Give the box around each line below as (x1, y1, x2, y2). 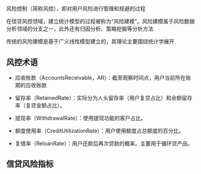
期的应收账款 (14, 82, 47, 88)
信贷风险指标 (6, 159, 54, 169)
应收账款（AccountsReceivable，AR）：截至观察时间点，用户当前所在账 (14, 74, 191, 81)
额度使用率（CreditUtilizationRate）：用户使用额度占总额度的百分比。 (14, 127, 184, 134)
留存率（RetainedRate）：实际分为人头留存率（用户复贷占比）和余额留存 (14, 94, 193, 101)
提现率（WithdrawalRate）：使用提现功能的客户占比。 (14, 115, 146, 121)
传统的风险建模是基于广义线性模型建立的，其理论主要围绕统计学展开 (6, 38, 175, 45)
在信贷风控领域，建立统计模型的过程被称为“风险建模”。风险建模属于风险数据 (6, 18, 195, 25)
